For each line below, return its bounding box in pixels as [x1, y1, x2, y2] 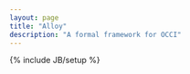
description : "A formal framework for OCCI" [9, 30, 182, 39]
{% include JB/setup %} [9, 55, 100, 66]
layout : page [9, 13, 59, 23]
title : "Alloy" [9, 22, 68, 31]
